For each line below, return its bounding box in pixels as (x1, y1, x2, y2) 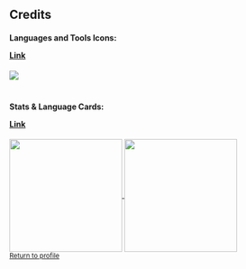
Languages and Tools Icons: (9, 32, 117, 43)
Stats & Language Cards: (9, 101, 105, 112)
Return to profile (9, 252, 60, 261)
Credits (9, 7, 52, 23)
